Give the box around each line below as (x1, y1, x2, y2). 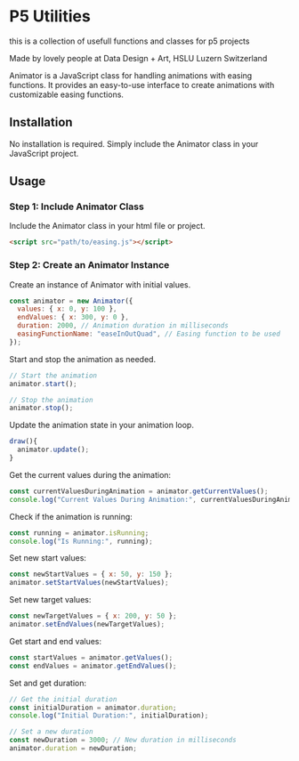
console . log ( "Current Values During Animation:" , (9, 495, 198, 504)
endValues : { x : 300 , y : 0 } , (17, 313, 129, 322)
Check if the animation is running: (9, 511, 133, 522)
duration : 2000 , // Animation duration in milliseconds (17, 321, 229, 330)
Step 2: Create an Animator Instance (9, 259, 170, 271)
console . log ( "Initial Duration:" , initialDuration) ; (9, 711, 209, 720)
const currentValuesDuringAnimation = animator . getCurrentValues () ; (9, 487, 269, 496)
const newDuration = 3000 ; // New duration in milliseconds (9, 736, 238, 745)
